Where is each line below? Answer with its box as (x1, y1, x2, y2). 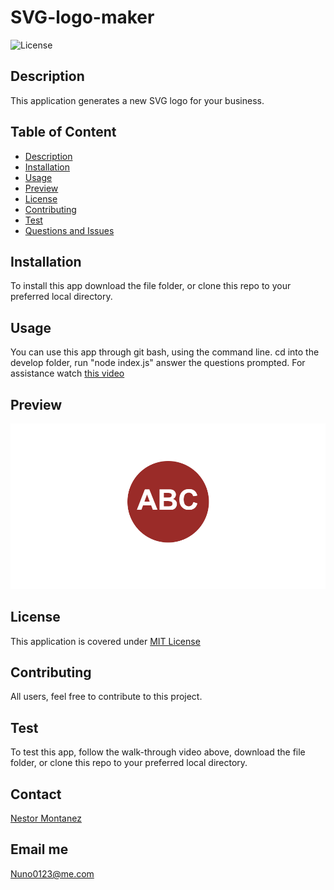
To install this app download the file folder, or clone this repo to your (10, 280, 292, 292)
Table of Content (10, 124, 117, 141)
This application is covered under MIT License (10, 635, 201, 647)
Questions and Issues (24, 224, 115, 236)
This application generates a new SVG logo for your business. (10, 94, 265, 106)
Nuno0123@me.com (10, 867, 95, 880)
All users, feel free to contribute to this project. (10, 691, 203, 703)
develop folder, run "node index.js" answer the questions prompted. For (10, 357, 306, 369)
